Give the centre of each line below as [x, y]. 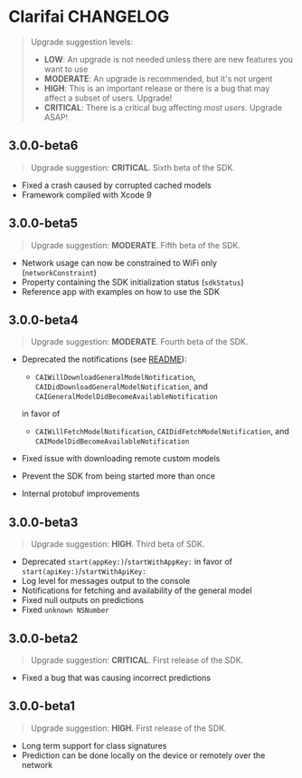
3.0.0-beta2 [43, 638]
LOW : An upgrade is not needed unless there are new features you [169, 59]
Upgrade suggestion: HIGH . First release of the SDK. [128, 728]
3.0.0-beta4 [43, 320]
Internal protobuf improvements [80, 494]
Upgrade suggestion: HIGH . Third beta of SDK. [118, 544]
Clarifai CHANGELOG [89, 17]
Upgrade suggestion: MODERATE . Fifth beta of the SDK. [136, 245]
